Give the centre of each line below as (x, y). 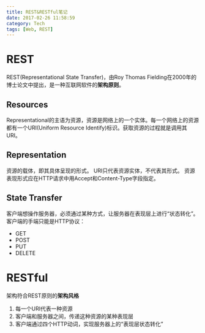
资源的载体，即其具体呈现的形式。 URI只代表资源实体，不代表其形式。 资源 (101, 170)
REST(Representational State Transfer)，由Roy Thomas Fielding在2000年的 (102, 77)
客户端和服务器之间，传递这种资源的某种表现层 (74, 316)
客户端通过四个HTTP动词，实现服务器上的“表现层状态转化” (89, 324)
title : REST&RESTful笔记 (37, 12)
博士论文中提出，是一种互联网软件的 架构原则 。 (65, 85)
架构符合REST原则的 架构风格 (43, 296)
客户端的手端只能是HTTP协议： (46, 221)
